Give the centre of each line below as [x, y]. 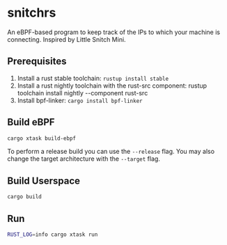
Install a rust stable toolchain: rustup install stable [93, 78]
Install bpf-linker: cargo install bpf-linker [80, 100]
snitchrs [32, 13]
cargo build [24, 197]
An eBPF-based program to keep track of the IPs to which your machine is [114, 32]
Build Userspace [44, 181]
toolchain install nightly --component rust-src [83, 93]
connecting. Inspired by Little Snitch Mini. [67, 39]
